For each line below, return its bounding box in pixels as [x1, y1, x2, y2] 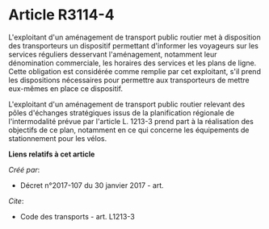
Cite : [8, 196, 24, 206]
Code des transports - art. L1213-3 [19, 211, 135, 221]
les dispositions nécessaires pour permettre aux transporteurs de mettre [8, 75, 250, 85]
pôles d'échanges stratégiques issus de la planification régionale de [8, 107, 235, 118]
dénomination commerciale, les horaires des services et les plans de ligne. [8, 58, 257, 68]
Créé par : [8, 164, 40, 174]
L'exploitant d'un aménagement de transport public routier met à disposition [8, 32, 261, 42]
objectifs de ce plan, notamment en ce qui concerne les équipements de [8, 125, 250, 135]
